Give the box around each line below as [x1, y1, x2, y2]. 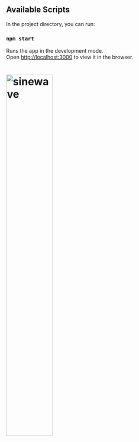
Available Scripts [6, 5, 70, 15]
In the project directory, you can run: [6, 20, 95, 27]
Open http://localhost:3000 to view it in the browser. [6, 53, 134, 61]
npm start [6, 35, 34, 42]
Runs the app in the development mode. [6, 47, 104, 55]
